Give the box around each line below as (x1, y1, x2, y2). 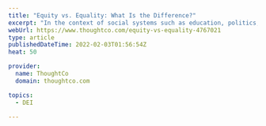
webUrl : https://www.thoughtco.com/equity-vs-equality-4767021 (8, 26, 222, 34)
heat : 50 (8, 48, 37, 56)
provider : (8, 62, 41, 71)
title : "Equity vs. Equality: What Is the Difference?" (8, 11, 196, 20)
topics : (8, 91, 34, 99)
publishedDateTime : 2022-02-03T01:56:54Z (8, 41, 147, 49)
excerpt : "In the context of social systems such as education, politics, (8, 19, 260, 27)
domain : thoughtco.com (15, 76, 90, 85)
